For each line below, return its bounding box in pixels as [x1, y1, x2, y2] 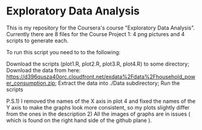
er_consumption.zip [6, 79, 55, 87]
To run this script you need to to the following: [6, 48, 121, 55]
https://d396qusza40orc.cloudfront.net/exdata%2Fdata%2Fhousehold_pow [6, 73, 196, 80]
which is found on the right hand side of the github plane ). [6, 116, 152, 124]
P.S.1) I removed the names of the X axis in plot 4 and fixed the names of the [6, 97, 196, 105]
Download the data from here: [6, 66, 81, 73]
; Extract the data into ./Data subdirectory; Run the [55, 79, 180, 87]
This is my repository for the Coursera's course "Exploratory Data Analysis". [6, 24, 195, 31]
